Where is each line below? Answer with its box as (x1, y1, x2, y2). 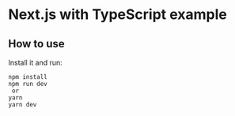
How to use (8, 37, 65, 51)
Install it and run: (8, 58, 63, 67)
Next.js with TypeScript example (8, 6, 227, 24)
